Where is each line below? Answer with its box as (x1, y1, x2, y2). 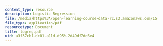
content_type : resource (5, 7, 53, 12)
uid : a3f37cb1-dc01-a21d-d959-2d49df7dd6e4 (5, 34, 95, 39)
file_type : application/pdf (5, 20, 62, 25)
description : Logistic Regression (5, 11, 75, 16)
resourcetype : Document (5, 25, 53, 30)
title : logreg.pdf (5, 29, 42, 34)
